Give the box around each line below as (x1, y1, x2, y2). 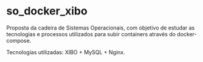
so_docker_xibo (6, 4, 88, 18)
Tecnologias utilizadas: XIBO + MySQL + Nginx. (6, 48, 126, 55)
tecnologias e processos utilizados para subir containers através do (6, 30, 176, 37)
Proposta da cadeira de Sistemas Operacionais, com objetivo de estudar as (6, 24, 195, 31)
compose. (6, 37, 32, 44)
